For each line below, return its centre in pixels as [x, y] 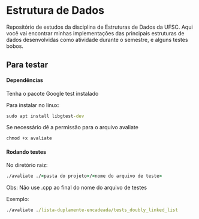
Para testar [27, 65]
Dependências [25, 80]
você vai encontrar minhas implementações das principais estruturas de [95, 33]
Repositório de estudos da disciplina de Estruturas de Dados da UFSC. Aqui [99, 27]
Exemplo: [18, 199]
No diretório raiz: [27, 165]
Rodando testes [26, 152]
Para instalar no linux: [33, 105]
